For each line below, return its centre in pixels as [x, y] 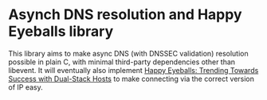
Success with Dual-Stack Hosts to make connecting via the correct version [132, 79]
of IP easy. [26, 87]
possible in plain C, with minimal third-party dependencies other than [122, 62]
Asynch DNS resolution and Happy [125, 15]
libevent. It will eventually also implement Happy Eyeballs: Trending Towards [133, 70]
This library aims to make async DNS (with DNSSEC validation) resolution [128, 53]
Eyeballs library [61, 31]
